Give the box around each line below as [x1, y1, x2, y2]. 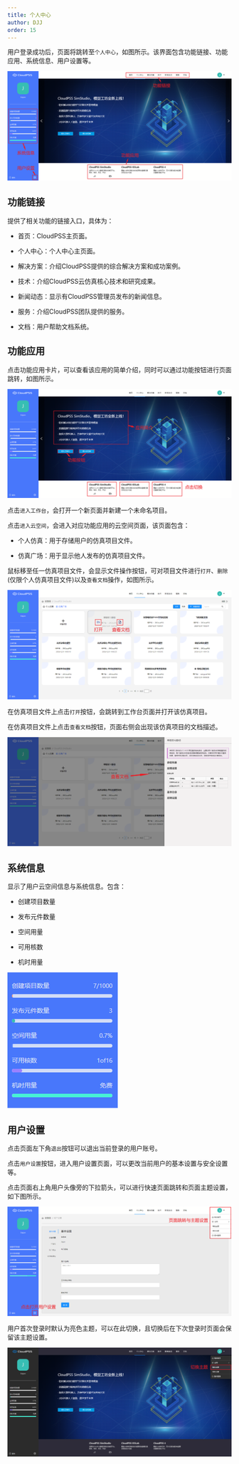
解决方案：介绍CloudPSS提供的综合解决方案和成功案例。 [17, 262, 185, 270]
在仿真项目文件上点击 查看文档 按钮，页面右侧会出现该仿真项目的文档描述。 [7, 722, 222, 731]
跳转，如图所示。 [7, 374, 58, 383]
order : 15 [7, 26, 37, 33]
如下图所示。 [7, 1192, 45, 1200]
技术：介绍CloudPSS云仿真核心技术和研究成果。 [17, 277, 160, 285]
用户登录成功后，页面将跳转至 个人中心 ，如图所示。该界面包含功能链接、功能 [7, 48, 228, 56]
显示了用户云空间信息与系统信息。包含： [7, 882, 126, 891]
